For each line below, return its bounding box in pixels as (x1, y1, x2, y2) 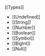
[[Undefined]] (11, 14, 40, 19)
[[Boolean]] (11, 30, 35, 35)
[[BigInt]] (11, 40, 30, 46)
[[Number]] (11, 24, 35, 30)
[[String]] (11, 19, 31, 25)
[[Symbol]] (11, 35, 34, 41)
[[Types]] (4, 4, 24, 10)
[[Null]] (11, 46, 27, 51)
